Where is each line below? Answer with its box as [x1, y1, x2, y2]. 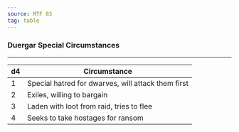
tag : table [7, 17, 40, 24]
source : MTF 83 [7, 10, 53, 18]
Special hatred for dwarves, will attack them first [27, 78, 189, 88]
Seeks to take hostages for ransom [27, 113, 144, 123]
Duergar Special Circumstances [7, 40, 119, 50]
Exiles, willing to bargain [27, 89, 108, 99]
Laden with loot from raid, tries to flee [27, 101, 153, 111]
